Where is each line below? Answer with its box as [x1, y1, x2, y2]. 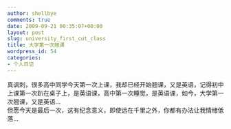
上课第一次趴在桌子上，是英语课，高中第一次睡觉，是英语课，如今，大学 [7, 89, 212, 97]
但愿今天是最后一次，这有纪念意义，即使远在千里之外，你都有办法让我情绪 [7, 106, 218, 114]
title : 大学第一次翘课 [7, 42, 65, 48]
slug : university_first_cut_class [7, 35, 107, 42]
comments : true [7, 16, 51, 23]
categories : [7, 55, 41, 61]
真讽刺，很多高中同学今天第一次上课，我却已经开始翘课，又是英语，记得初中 [7, 80, 224, 89]
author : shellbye [7, 10, 57, 17]
